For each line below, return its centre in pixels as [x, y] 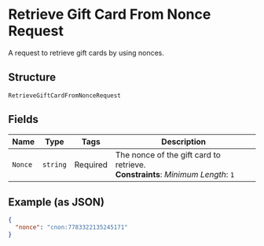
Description [183, 141]
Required [91, 165]
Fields [24, 119]
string [54, 165]
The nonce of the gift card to [168, 154]
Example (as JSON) [56, 202]
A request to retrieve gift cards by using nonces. [86, 52]
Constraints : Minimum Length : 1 [175, 174]
